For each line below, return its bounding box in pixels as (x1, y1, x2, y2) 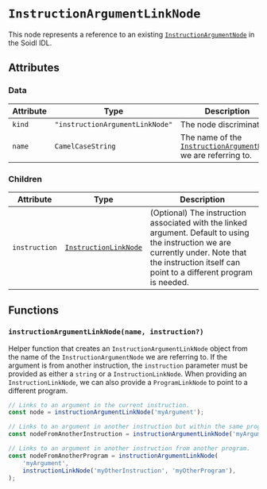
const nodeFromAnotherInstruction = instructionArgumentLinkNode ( (8, 430, 233, 438)
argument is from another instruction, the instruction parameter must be (8, 360, 248, 370)
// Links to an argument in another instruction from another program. (8, 445, 250, 452)
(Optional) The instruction (149, 207, 246, 218)
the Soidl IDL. (8, 38, 52, 48)
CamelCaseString (54, 141, 117, 151)
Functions (8, 304, 60, 318)
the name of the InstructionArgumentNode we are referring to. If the (8, 352, 228, 361)
